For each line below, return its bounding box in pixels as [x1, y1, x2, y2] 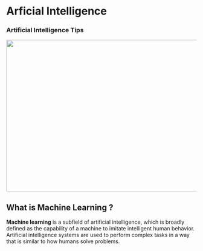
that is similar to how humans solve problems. [6, 238, 120, 245]
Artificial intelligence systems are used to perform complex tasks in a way [6, 232, 190, 239]
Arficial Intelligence [6, 4, 108, 18]
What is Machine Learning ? [6, 202, 114, 213]
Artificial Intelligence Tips [6, 26, 84, 35]
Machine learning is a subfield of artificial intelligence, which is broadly [6, 218, 185, 226]
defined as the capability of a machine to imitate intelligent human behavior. [6, 225, 195, 232]
